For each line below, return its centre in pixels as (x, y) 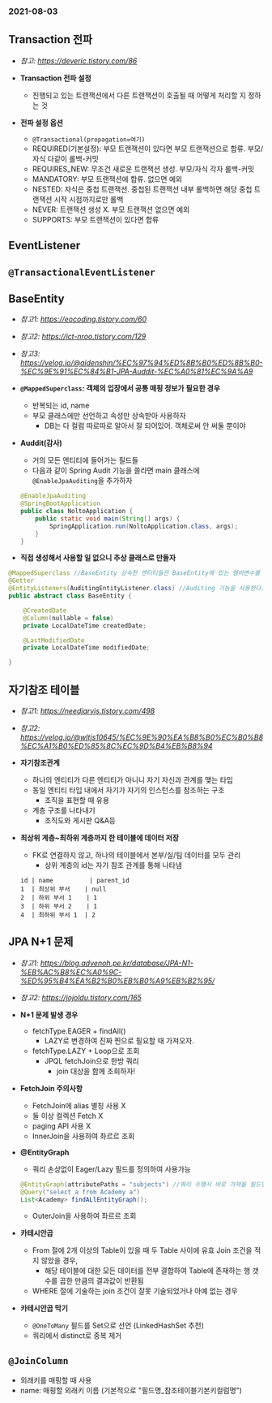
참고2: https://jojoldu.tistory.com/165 (81, 997)
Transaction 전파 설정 (55, 78)
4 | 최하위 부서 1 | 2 (57, 915)
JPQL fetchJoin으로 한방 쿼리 (91, 1060)
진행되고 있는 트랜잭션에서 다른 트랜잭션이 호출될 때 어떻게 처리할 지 (139, 95)
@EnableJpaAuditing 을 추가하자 (82, 481)
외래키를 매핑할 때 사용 (56, 1380)
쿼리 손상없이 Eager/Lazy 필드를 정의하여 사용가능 (112, 1169)
